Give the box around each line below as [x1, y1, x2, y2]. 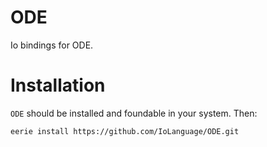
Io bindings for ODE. [10, 39, 94, 51]
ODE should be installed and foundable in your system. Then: [10, 107, 258, 119]
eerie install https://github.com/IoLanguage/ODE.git [10, 126, 240, 136]
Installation [10, 74, 106, 97]
